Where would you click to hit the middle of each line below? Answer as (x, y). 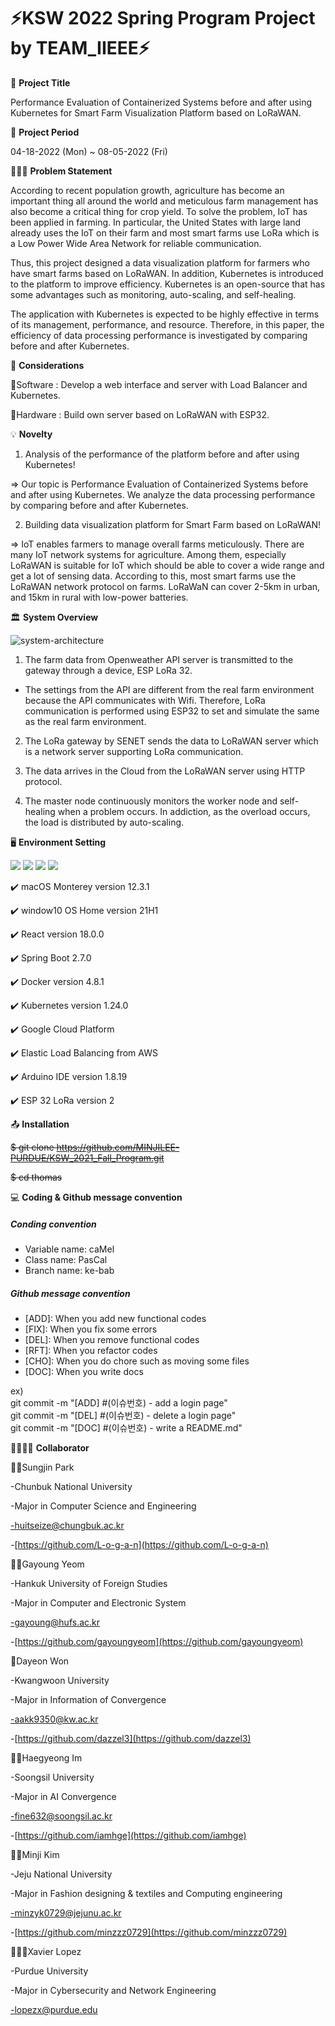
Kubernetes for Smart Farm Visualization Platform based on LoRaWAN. (156, 112)
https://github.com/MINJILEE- (118, 1147)
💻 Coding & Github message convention (96, 1197)
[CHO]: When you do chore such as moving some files (137, 1361)
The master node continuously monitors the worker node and (151, 801)
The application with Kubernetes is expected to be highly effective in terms (165, 314)
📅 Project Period (45, 132)
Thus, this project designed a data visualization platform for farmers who (160, 262)
